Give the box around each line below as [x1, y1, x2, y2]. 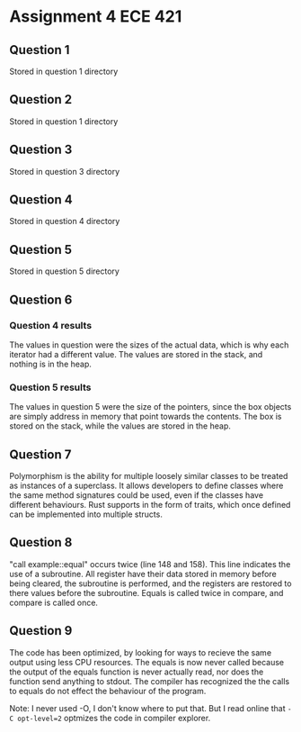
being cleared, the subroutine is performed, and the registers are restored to [9, 578, 292, 589]
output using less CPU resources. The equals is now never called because [9, 656, 285, 667]
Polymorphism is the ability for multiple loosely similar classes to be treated [9, 471, 288, 482]
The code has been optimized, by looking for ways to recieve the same [9, 646, 272, 658]
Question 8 [9, 535, 73, 550]
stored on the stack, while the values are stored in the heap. [9, 420, 231, 431]
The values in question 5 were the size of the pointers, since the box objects [9, 402, 292, 412]
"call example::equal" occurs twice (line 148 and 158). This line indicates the [9, 558, 291, 569]
